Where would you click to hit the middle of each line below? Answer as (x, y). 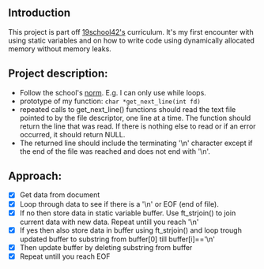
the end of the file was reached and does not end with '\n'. (115, 151)
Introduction (40, 13)
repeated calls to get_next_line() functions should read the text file (128, 109)
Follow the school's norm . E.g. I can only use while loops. (113, 92)
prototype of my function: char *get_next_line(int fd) (110, 101)
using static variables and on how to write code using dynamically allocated (132, 40)
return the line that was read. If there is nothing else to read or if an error (138, 126)
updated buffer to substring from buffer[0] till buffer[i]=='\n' (117, 239)
